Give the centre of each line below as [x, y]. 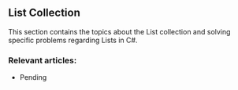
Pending [33, 77]
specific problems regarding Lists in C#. [73, 40]
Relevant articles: [43, 60]
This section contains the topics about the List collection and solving [119, 31]
